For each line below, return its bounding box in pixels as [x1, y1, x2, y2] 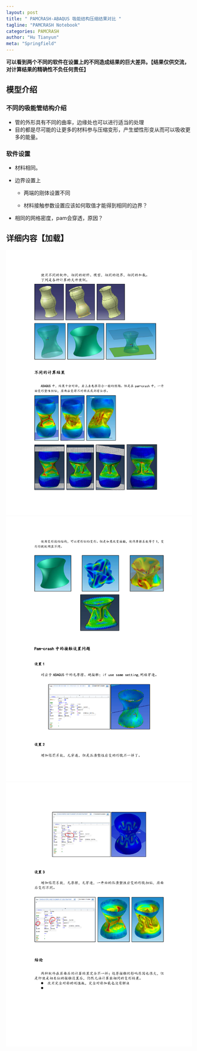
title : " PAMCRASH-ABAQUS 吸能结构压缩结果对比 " [6, 15, 122, 22]
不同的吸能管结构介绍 [6, 104, 67, 112]
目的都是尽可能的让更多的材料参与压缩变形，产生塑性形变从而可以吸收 [14, 126, 186, 133]
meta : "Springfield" [6, 41, 57, 47]
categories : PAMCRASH [6, 28, 60, 34]
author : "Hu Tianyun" [6, 34, 60, 41]
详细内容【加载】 [6, 234, 68, 244]
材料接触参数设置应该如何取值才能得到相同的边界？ [23, 202, 148, 209]
